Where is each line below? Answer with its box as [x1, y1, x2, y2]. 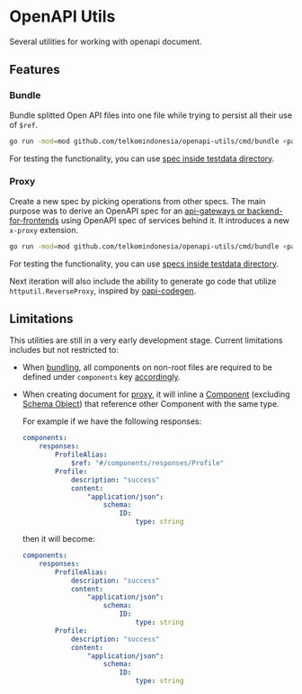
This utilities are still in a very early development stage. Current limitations [9, 335, 283, 346]
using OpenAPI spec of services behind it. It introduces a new [60, 214, 290, 226]
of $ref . [9, 119, 39, 130]
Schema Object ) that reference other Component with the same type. [22, 399, 280, 410]
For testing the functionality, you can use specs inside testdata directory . [9, 258, 279, 269]
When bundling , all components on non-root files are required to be [22, 362, 272, 373]
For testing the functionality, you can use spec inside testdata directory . [9, 153, 275, 164]
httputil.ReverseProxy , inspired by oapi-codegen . [9, 285, 197, 296]
